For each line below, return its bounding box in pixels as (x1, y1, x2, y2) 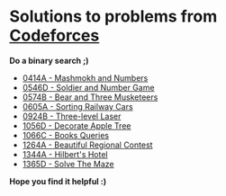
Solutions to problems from (9, 6, 218, 27)
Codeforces (9, 25, 100, 46)
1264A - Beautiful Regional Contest (22, 139, 153, 150)
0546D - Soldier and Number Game (22, 82, 155, 93)
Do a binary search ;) (9, 55, 89, 66)
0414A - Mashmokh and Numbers (22, 72, 149, 83)
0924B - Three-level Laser (22, 111, 122, 121)
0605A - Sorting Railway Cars (22, 101, 133, 111)
